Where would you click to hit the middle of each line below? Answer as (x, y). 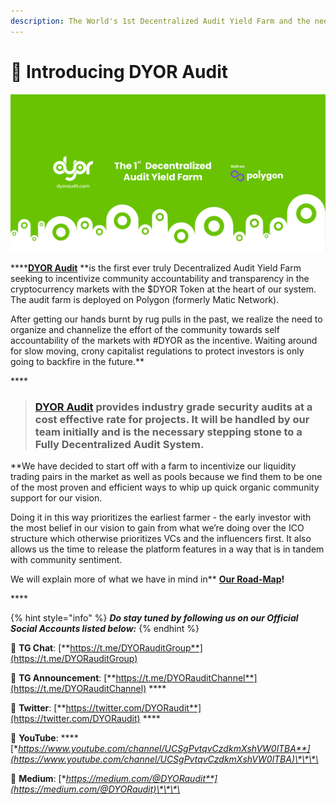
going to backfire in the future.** (77, 361)
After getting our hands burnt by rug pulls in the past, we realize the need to (166, 319)
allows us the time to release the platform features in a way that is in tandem (167, 549)
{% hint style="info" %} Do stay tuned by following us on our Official (154, 618)
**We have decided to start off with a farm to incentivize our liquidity (153, 466)
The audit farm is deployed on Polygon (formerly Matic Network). (145, 299)
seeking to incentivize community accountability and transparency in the (160, 278)
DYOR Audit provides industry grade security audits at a (173, 407)
